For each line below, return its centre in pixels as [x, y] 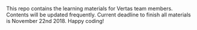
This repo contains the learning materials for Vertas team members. [90, 9]
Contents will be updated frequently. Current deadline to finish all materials [99, 15]
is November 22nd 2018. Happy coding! [55, 21]
